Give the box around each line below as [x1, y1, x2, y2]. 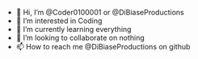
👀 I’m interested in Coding [15, 16, 103, 26]
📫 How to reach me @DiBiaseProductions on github [15, 42, 191, 51]
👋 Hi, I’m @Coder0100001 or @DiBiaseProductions [15, 8, 184, 17]
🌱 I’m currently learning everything [15, 25, 132, 33]
